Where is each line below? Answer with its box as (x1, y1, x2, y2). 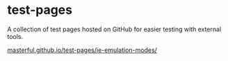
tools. (7, 32, 24, 40)
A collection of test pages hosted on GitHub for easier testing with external (7, 25, 222, 33)
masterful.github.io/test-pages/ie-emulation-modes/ (7, 46, 158, 54)
